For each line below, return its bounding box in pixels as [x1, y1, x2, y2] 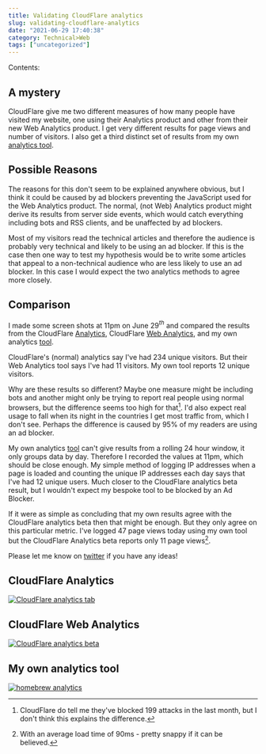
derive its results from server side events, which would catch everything [8, 209, 244, 218]
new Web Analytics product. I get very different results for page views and [8, 123, 251, 133]
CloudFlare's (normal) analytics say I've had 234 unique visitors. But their [8, 353, 248, 362]
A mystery [8, 85, 61, 99]
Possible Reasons [8, 163, 97, 176]
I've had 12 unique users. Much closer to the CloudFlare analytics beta [8, 476, 237, 487]
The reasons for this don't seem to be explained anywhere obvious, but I [8, 184, 245, 194]
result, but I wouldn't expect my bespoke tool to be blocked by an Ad [8, 485, 233, 494]
